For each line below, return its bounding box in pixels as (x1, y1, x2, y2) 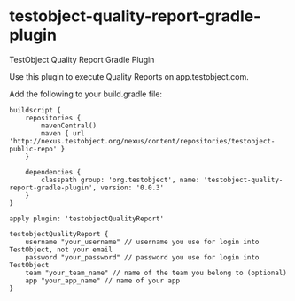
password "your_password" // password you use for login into (25, 252, 260, 262)
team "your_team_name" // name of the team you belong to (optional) (25, 268, 288, 277)
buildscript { (9, 105, 62, 114)
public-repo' (9, 144, 58, 153)
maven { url (41, 128, 86, 138)
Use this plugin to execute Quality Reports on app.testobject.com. (9, 71, 250, 81)
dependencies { (25, 167, 82, 176)
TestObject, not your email (9, 245, 113, 254)
